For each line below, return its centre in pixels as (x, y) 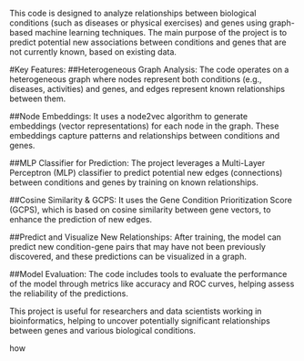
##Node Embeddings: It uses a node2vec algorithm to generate (129, 116)
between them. (38, 98)
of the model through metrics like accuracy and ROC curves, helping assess (152, 284)
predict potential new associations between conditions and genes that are (148, 42)
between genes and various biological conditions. (102, 330)
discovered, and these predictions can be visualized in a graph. (128, 256)
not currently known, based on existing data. (93, 52)
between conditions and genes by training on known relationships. (134, 182)
